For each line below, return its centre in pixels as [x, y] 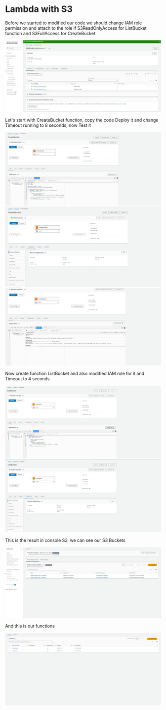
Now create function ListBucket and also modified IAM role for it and [75, 373]
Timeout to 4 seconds [27, 379]
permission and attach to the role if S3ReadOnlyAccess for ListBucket [76, 28]
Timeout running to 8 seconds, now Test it [48, 125]
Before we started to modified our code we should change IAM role [74, 23]
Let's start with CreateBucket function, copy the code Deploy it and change [82, 120]
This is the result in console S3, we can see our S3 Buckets [65, 540]
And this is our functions [30, 626]
